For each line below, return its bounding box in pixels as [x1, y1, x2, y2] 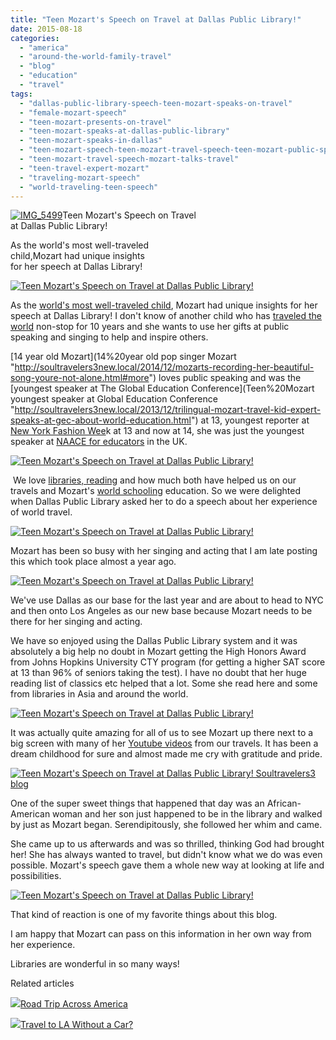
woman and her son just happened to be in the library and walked [52, 808, 323, 820]
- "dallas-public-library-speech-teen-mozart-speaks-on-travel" [19, 98, 293, 108]
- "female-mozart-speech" [19, 107, 128, 118]
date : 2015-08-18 [10, 24, 83, 34]
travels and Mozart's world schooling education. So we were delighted [10, 485, 301, 497]
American [10, 808, 51, 820]
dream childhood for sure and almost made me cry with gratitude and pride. [10, 748, 323, 760]
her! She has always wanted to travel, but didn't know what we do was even [10, 849, 323, 861]
